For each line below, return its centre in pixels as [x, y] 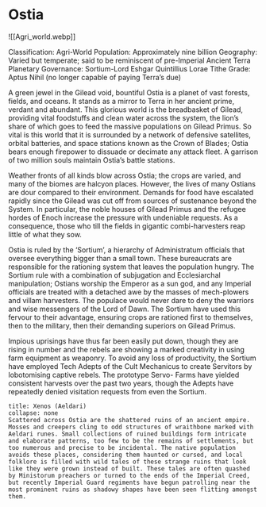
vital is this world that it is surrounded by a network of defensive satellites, [130, 134]
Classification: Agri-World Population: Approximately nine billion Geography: [133, 52]
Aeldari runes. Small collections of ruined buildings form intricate [127, 434]
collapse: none [33, 413]
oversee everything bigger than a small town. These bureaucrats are [120, 258]
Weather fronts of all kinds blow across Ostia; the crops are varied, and [125, 175]
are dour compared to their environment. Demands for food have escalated [131, 192]
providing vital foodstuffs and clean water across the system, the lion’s [124, 117]
